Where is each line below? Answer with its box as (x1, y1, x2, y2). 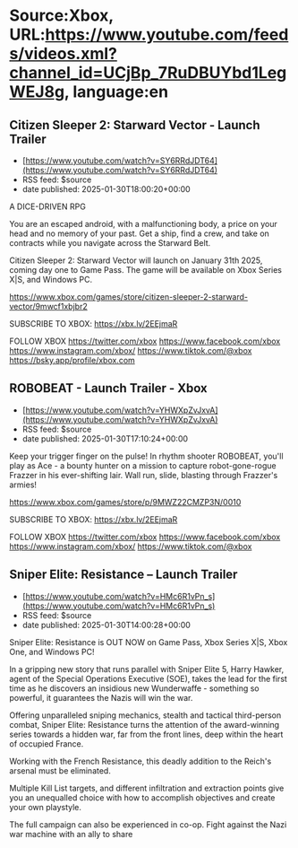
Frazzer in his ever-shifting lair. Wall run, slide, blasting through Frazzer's (9, 469, 278, 480)
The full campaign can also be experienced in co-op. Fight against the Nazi (9, 818, 287, 830)
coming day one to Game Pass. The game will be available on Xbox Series (9, 265, 283, 275)
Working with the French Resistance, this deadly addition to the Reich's (9, 756, 272, 766)
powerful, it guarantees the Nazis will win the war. (9, 692, 193, 703)
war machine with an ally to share (9, 828, 133, 839)
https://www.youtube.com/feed (45, 24, 289, 45)
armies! (9, 479, 38, 490)
